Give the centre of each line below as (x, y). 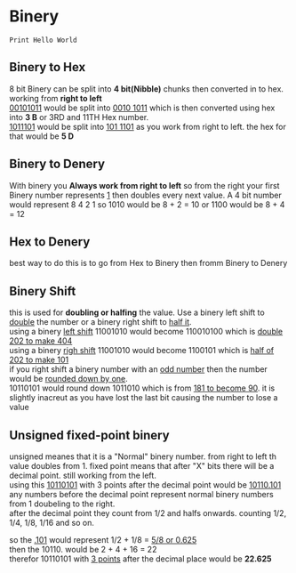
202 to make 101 (39, 360)
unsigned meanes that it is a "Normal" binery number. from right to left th (143, 456)
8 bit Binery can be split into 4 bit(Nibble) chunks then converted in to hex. (147, 89)
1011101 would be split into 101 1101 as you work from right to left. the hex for (148, 126)
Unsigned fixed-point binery (90, 435)
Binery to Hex (48, 67)
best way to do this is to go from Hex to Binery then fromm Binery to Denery (148, 263)
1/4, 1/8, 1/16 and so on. (52, 523)
